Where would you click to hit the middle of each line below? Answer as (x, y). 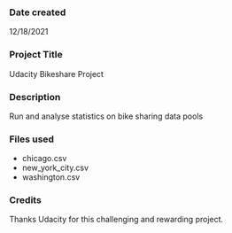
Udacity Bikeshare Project (57, 74)
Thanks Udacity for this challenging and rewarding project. (116, 220)
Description (35, 97)
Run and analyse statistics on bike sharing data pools (106, 116)
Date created (38, 12)
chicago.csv (44, 159)
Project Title (36, 55)
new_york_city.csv (55, 168)
